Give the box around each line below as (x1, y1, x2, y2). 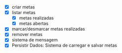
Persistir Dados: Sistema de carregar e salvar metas (11, 42, 118, 48)
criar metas (11, 4, 35, 10)
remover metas (11, 32, 43, 37)
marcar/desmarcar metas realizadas (11, 26, 85, 32)
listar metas (11, 10, 35, 16)
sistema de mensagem (11, 37, 58, 43)
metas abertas (19, 20, 49, 26)
